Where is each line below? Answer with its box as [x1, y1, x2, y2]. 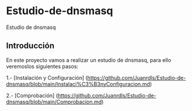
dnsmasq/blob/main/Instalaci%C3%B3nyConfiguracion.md [6, 80, 151, 87]
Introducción [6, 41, 55, 51]
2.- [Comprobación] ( [6, 92, 58, 99]
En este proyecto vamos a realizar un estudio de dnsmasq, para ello [6, 56, 171, 63]
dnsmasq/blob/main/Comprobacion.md [6, 98, 102, 105]
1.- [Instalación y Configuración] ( [6, 74, 87, 81]
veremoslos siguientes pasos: [6, 63, 79, 70]
